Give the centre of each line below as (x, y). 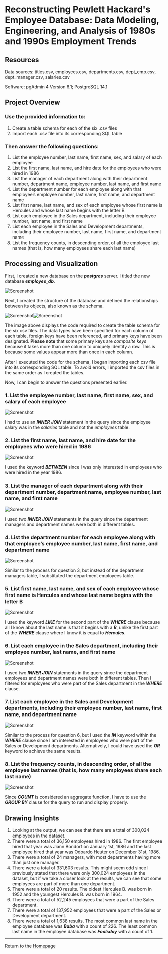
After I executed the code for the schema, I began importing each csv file (80, 362)
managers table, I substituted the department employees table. (70, 575)
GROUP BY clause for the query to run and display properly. (67, 802)
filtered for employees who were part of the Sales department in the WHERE (84, 683)
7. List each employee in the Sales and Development (69, 701)
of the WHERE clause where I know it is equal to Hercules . (65, 633)
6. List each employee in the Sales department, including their (82, 646)
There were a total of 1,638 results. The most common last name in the (85, 921)
